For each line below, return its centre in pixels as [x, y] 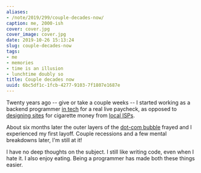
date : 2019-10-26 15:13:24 [40, 40]
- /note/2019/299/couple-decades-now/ [55, 18]
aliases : [17, 12]
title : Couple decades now [40, 80]
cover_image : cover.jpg [36, 35]
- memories [20, 63]
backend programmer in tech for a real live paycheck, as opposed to [92, 109]
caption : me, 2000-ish [35, 23]
